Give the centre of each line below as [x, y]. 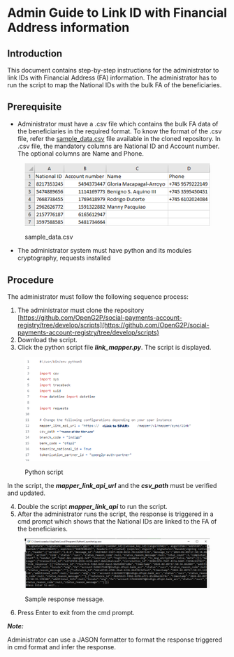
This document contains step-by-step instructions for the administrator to [113, 70]
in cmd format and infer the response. [62, 647]
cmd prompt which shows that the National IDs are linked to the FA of [117, 521]
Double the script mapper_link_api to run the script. [92, 506]
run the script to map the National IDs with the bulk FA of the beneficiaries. [115, 85]
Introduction [35, 53]
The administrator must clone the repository [81, 310]
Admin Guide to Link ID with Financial [117, 13]
